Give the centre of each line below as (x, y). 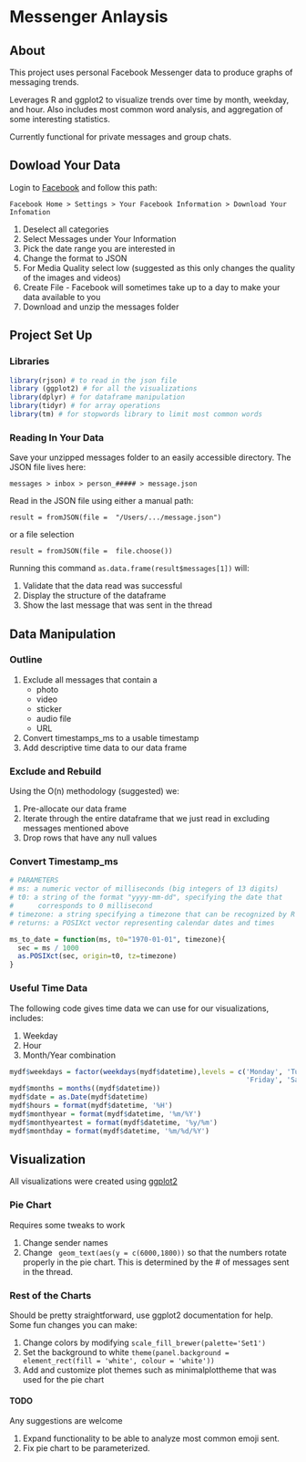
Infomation (30, 212)
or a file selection (42, 535)
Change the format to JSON (75, 258)
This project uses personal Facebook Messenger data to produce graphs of (151, 72)
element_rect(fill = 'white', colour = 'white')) (119, 1361)
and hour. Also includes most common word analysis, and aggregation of (147, 110)
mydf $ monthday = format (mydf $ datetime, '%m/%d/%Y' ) (109, 1131)
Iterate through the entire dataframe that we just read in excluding (146, 819)
